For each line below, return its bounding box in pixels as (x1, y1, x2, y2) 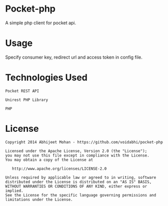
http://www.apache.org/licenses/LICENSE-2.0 (12, 166, 107, 171)
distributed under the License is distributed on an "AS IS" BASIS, (5, 179, 152, 184)
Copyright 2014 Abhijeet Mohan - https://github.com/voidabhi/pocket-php (5, 139, 163, 144)
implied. (5, 188, 24, 193)
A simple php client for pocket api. (5, 20, 76, 26)
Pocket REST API (5, 88, 39, 93)
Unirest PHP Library (5, 97, 49, 102)
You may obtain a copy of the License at (5, 157, 94, 162)
